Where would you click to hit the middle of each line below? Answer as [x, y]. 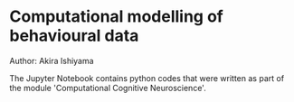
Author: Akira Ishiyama [52, 60]
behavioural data [74, 36]
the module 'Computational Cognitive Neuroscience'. [108, 88]
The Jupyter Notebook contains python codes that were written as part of [147, 78]
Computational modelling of [116, 17]
